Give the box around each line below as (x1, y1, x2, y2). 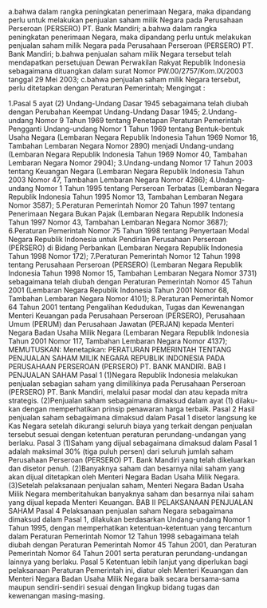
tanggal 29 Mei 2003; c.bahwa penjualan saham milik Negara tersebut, (8, 75, 241, 84)
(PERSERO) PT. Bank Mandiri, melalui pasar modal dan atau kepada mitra (8, 387, 249, 396)
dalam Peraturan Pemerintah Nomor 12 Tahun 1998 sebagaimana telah (8, 531, 240, 541)
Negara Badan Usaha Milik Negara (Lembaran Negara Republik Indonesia (8, 328, 249, 337)
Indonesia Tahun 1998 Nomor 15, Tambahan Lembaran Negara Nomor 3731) (8, 268, 257, 278)
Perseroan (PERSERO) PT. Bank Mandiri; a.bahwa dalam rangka (8, 24, 218, 33)
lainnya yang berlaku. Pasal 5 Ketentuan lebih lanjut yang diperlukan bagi (8, 557, 249, 566)
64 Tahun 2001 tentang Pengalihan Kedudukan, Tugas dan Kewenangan (8, 303, 245, 312)
